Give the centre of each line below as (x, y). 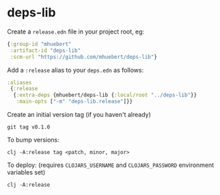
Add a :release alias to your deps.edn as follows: (75, 70)
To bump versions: (33, 140)
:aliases (19, 82)
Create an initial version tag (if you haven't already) (79, 115)
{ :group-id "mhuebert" (39, 44)
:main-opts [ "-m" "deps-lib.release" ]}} (74, 102)
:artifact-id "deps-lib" (45, 50)
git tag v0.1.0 (29, 127)
